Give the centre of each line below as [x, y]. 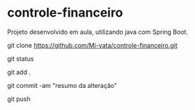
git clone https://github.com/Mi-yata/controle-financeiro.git [92, 45]
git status [21, 58]
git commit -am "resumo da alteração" [62, 85]
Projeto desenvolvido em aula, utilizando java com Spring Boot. [98, 32]
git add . [19, 72]
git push [19, 99]
